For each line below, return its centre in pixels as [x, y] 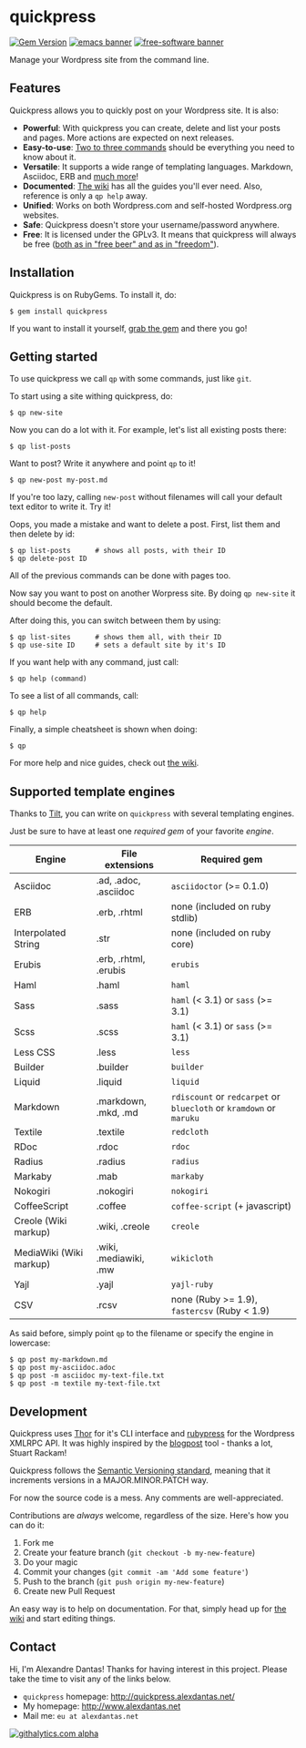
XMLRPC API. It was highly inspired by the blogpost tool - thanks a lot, [141, 1443]
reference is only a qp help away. [85, 195]
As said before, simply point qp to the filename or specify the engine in [142, 1334]
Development [49, 1411]
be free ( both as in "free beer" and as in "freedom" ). [121, 244]
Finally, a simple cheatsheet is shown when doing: [103, 730]
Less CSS [35, 1052]
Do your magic [50, 1562]
